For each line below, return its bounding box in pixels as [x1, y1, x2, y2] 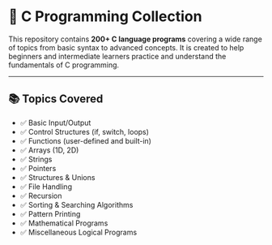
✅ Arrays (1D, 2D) [19, 145, 79, 155]
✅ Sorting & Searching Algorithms [19, 200, 134, 209]
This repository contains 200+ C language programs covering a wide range [8, 34, 263, 44]
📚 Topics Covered [8, 92, 104, 106]
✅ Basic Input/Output [19, 118, 91, 127]
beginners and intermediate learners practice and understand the [8, 51, 227, 61]
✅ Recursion [19, 191, 62, 200]
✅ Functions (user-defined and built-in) [19, 135, 152, 145]
